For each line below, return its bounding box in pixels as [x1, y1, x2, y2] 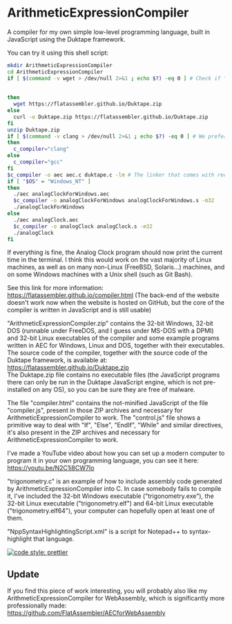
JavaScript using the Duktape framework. [7, 35, 126, 43]
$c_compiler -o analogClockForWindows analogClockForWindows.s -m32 [13, 197, 215, 204]
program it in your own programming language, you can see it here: [7, 456, 199, 465]
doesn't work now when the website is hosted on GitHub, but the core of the [7, 298, 224, 307]
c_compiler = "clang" [13, 145, 70, 153]
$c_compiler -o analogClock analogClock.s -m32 [13, 223, 153, 230]
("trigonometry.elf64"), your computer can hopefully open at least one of [7, 507, 215, 515]
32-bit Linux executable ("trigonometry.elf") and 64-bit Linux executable [7, 499, 214, 508]
